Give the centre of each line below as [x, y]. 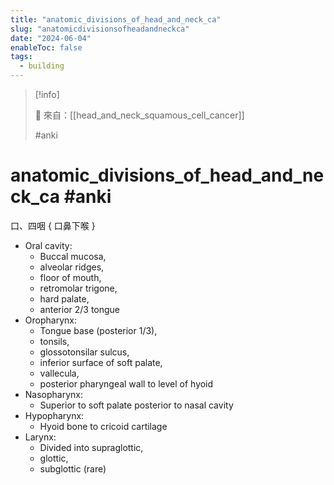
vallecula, [59, 373]
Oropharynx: [50, 320]
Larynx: [40, 437]
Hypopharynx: [54, 415]
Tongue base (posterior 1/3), [98, 330]
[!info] [47, 94]
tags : [21, 57]
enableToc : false [46, 47]
